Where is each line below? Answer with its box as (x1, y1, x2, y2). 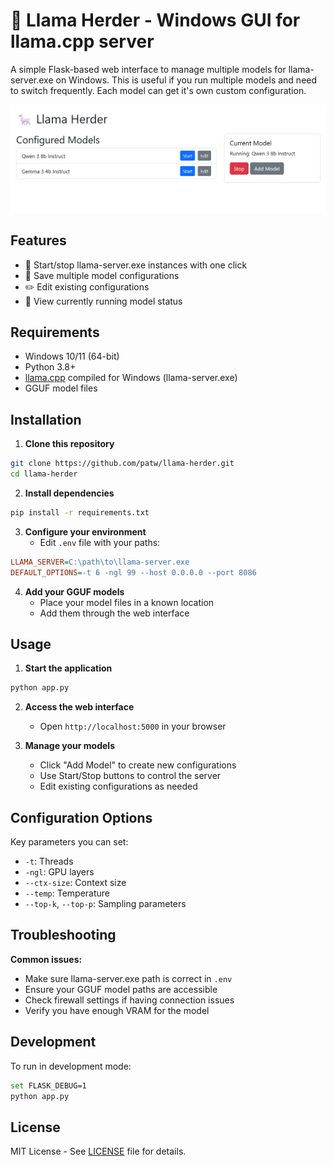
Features (10, 232, 67, 249)
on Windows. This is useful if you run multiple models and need (55, 74, 318, 86)
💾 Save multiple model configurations (24, 269, 180, 281)
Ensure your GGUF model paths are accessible (24, 983, 218, 995)
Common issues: (10, 953, 83, 965)
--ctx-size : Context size (24, 877, 127, 888)
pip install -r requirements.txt (10, 507, 150, 518)
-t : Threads (24, 855, 74, 867)
